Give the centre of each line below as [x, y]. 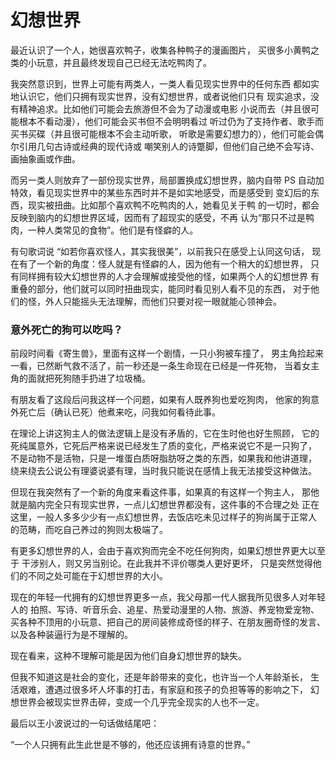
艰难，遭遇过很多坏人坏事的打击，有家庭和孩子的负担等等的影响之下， [163, 690]
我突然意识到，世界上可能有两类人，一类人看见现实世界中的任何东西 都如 [160, 83]
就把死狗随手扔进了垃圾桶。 [93, 378]
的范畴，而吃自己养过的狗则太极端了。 [89, 530]
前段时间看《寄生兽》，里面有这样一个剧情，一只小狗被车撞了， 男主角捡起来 [167, 353]
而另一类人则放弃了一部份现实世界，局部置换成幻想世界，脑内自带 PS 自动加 [167, 180]
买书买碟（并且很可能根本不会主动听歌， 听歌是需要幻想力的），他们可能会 [162, 133]
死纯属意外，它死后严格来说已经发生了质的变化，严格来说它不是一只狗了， [163, 446]
